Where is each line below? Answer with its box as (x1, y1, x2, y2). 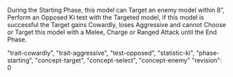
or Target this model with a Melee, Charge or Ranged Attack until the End (7, 28, 218, 36)
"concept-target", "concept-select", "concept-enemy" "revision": (34, 56, 222, 65)
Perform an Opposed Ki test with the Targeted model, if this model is (7, 13, 204, 22)
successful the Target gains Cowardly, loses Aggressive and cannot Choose (7, 21, 227, 28)
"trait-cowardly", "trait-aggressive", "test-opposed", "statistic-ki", (7, 49, 195, 57)
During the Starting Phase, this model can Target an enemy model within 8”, (7, 6, 225, 14)
